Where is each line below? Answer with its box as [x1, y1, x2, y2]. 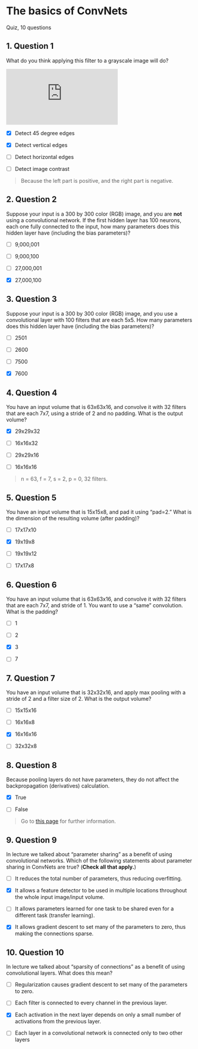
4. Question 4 [6, 388, 58, 398]
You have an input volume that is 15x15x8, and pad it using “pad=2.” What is [6, 508, 192, 516]
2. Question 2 [6, 195, 57, 205]
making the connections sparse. [14, 930, 94, 937]
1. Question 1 [6, 41, 54, 51]
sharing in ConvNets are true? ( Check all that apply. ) [6, 863, 137, 870]
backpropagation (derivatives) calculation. [6, 782, 110, 789]
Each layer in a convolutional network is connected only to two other [14, 1029, 183, 1036]
